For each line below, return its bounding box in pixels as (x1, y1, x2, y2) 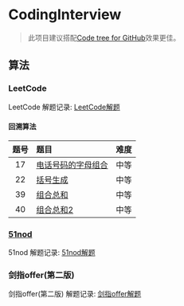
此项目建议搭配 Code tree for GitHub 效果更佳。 (27, 33, 181, 42)
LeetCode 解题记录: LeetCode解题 (8, 102, 121, 112)
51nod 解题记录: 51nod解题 (8, 248, 96, 257)
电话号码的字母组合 (36, 159, 109, 171)
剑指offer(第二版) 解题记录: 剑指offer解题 (8, 289, 142, 299)
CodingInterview (8, 6, 122, 24)
